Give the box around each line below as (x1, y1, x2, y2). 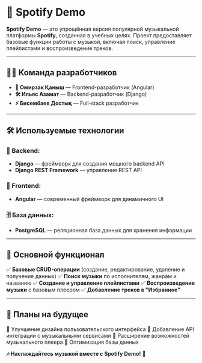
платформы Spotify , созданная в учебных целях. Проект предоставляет (6, 31, 192, 39)
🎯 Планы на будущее (6, 309, 89, 320)
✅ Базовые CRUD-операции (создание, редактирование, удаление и (6, 265, 185, 273)
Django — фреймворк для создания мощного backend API (14, 160, 165, 167)
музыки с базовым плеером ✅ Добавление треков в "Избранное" (6, 286, 181, 293)
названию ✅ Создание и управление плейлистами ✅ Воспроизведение (6, 279, 195, 287)
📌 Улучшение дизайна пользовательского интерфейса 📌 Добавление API (6, 325, 194, 333)
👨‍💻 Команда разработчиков (6, 67, 117, 78)
